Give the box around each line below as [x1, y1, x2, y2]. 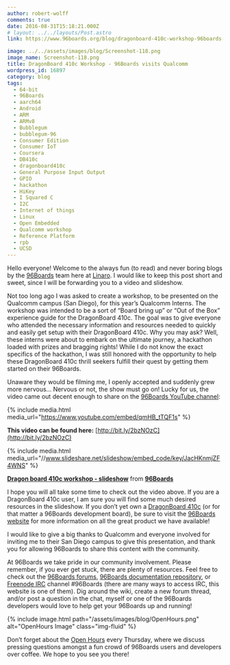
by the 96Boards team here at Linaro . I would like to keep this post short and [7, 271, 222, 279]
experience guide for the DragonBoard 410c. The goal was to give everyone [7, 314, 221, 322]
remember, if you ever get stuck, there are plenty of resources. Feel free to [7, 566, 218, 574]
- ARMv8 [13, 118, 36, 125]
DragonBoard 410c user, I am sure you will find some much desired [7, 495, 196, 503]
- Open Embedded [13, 220, 60, 227]
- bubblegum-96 [13, 131, 57, 138]
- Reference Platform [13, 232, 75, 240]
